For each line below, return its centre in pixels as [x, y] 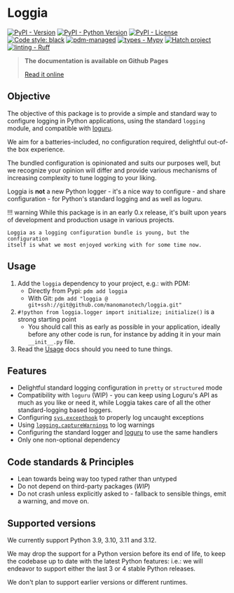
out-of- [218, 142]
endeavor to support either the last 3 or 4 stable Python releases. [102, 568]
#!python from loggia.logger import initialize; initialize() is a [116, 312]
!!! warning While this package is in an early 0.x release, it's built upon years [117, 212]
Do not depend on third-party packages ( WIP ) [84, 486]
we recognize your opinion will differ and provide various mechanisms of [112, 170]
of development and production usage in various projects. [91, 219]
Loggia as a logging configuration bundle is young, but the [98, 233]
